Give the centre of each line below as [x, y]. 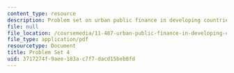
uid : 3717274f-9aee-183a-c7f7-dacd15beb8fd [71, 59]
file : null [23, 26]
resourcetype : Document [42, 46]
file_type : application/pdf [48, 40]
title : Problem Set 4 [39, 53]
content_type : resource [42, 14]
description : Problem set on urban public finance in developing [104, 20]
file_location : [29, 33]
